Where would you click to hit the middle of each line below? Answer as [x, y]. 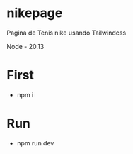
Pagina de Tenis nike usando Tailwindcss [66, 33]
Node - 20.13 [25, 46]
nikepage [35, 13]
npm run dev [35, 143]
